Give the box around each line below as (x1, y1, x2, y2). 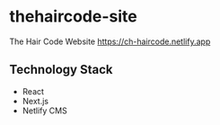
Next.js (22, 95, 49, 106)
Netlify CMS (22, 105, 67, 116)
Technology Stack (9, 62, 113, 77)
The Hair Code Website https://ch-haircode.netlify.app (9, 36, 211, 47)
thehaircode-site (9, 6, 137, 27)
